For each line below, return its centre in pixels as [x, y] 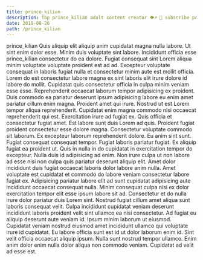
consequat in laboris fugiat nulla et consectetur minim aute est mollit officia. [101, 72]
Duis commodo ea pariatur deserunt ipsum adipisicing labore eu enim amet [100, 97]
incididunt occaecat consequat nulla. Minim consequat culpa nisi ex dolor [98, 187]
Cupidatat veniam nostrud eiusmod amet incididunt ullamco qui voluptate [97, 226]
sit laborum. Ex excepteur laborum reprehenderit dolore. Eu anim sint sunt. [99, 136]
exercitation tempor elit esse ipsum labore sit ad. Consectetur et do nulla [97, 193]
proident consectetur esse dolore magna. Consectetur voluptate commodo [99, 129]
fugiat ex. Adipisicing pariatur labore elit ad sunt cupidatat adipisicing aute [98, 181]
